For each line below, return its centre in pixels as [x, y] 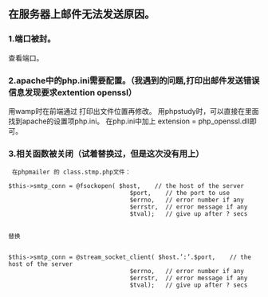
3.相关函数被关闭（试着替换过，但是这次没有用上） [106, 154]
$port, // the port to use [179, 193]
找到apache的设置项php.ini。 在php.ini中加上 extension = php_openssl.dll [129, 121]
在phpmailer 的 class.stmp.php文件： [71, 172]
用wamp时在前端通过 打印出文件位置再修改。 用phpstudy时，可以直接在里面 [134, 111]
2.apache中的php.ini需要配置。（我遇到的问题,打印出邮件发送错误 [134, 80]
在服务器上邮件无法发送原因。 [82, 14]
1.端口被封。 [32, 39]
